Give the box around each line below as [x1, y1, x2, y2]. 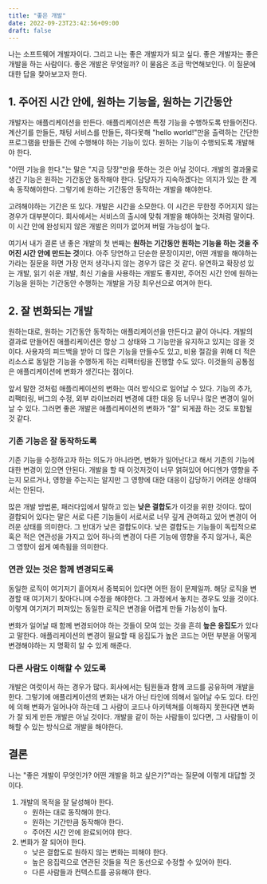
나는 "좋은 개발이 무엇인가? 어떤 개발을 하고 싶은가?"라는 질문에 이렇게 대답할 [8, 770, 247, 779]
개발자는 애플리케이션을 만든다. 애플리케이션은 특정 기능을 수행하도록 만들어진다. [8, 117, 257, 128]
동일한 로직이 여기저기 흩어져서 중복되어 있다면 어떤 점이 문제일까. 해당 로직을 [8, 584, 249, 593]
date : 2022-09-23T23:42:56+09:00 [8, 19, 120, 27]
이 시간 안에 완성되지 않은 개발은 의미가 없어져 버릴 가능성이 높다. [8, 221, 210, 232]
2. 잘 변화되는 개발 [8, 304, 93, 318]
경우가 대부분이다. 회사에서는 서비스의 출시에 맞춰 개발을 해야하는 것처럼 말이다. [8, 212, 255, 221]
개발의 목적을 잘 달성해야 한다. [19, 797, 114, 807]
